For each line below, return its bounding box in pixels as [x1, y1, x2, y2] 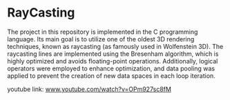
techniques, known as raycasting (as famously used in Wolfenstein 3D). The [7, 42, 224, 50]
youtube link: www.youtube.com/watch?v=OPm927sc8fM [7, 85, 171, 93]
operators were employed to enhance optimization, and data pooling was [7, 64, 215, 72]
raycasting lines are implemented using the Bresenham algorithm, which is [7, 50, 219, 58]
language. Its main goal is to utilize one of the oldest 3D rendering [7, 34, 195, 43]
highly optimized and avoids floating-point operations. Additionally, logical [7, 57, 218, 65]
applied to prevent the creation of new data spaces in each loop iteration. [7, 71, 215, 80]
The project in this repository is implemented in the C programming [7, 28, 198, 36]
